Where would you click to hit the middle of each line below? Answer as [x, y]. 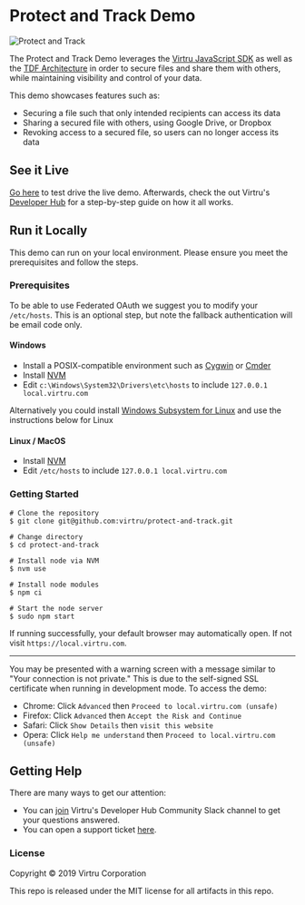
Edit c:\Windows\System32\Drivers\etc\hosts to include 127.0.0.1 [145, 385]
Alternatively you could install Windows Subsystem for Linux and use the [146, 410]
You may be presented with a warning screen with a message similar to [143, 669]
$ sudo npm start [42, 616]
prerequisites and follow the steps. [74, 262]
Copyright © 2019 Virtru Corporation [78, 873]
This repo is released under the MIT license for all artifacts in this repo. [142, 890]
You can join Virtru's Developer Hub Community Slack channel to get [152, 811]
